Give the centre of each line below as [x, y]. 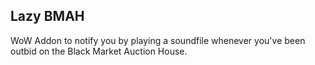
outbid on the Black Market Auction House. [99, 51]
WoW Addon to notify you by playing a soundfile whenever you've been [158, 40]
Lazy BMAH [47, 16]
